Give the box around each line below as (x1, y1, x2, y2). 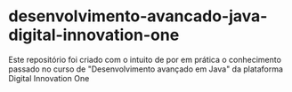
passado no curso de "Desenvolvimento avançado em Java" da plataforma (8, 64, 284, 74)
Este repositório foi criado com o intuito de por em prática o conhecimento (8, 54, 282, 65)
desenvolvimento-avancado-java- (8, 6, 268, 27)
